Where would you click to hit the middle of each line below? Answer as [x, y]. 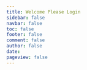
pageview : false [27, 57]
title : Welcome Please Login [43, 12]
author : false [25, 46]
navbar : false [25, 23]
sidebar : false [26, 18]
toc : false [20, 29]
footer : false [25, 35]
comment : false [26, 40]
